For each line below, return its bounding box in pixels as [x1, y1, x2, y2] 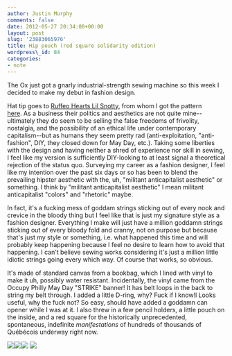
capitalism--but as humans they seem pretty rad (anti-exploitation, [7, 131, 197, 139]
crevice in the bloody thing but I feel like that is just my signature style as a [7, 211, 220, 219]
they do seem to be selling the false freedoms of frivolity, [36, 116, 199, 125]
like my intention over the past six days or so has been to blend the [7, 168, 199, 176]
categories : [7, 56, 42, 62]
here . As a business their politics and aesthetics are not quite [7, 109, 181, 117]
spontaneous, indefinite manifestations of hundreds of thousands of [7, 320, 202, 328]
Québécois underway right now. [7, 328, 98, 336]
